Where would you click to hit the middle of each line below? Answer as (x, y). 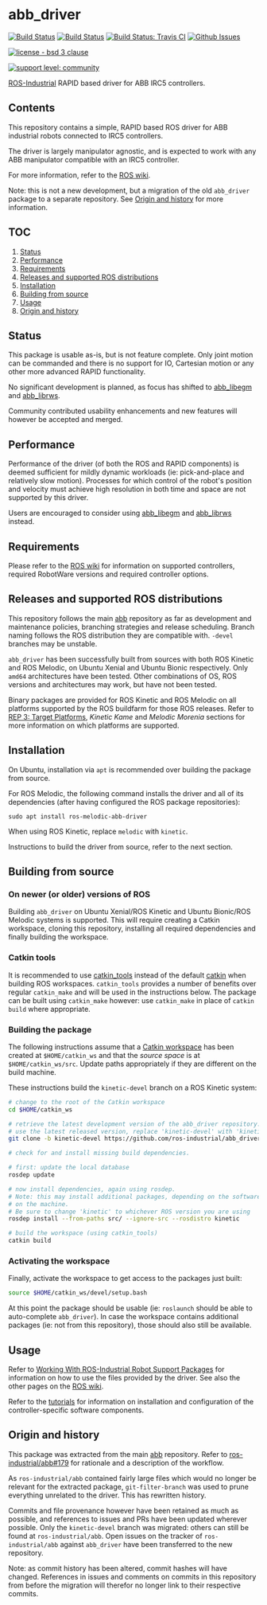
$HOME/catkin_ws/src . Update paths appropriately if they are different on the (132, 1064)
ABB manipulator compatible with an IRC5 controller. (94, 159)
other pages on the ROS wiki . (56, 1386)
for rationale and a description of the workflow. (147, 1462)
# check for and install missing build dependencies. (99, 1153)
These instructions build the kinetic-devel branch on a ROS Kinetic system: (133, 1088)
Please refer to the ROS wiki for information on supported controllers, (122, 566)
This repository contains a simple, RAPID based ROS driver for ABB (118, 127)
